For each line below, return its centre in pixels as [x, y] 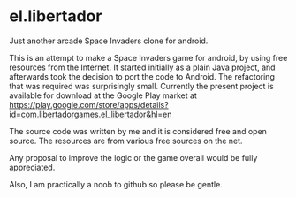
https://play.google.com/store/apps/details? [89, 104]
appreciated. [32, 167]
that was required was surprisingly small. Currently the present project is [141, 86]
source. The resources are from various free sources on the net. [126, 141]
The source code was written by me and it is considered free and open [138, 131]
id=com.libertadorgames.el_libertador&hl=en [91, 114]
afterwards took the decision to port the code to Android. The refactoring [142, 76]
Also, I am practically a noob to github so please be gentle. [116, 184]
